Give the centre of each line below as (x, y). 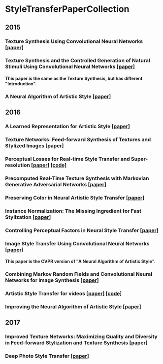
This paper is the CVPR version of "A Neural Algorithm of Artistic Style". (81, 262)
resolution (18, 165)
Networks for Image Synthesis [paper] (52, 280)
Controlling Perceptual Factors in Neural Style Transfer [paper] (82, 230)
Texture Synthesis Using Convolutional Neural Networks (74, 41)
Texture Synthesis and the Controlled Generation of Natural (78, 61)
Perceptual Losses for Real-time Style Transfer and (67, 159)
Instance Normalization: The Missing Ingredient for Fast (73, 211)
